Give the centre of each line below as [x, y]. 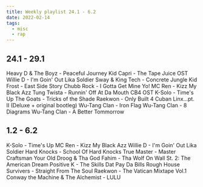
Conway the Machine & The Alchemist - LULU [64, 177]
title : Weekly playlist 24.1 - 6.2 [51, 12]
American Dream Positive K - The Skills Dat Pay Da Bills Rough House [93, 164]
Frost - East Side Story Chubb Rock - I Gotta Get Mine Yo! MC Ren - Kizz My [101, 86]
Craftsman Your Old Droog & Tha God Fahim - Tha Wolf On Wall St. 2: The [98, 158]
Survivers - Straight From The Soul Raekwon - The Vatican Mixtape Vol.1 [96, 171]
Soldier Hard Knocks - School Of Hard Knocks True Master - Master [91, 151]
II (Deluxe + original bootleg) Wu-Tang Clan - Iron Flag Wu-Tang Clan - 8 [97, 105]
